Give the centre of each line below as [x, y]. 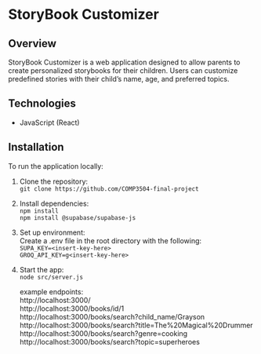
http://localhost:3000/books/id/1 [72, 308]
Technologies [42, 104]
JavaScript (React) [49, 122]
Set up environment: [52, 232]
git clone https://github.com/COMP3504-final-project [109, 189]
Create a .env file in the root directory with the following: [111, 240]
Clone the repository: [54, 181]
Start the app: [42, 269]
